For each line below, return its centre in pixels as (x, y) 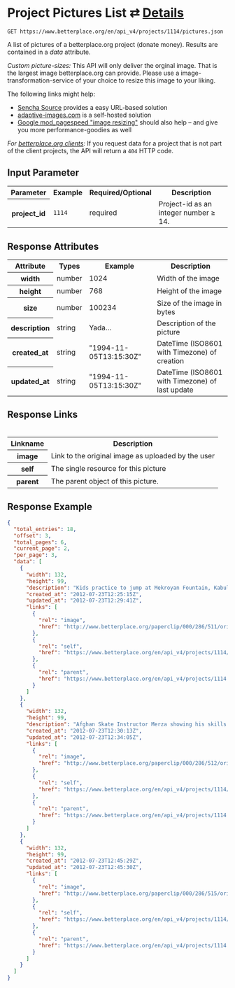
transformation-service (41, 80)
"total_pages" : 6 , (41, 542)
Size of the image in (190, 303)
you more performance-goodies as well (74, 129)
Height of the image (190, 291)
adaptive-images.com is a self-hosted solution (84, 115)
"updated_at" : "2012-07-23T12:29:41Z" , (84, 601)
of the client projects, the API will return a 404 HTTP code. (90, 150)
